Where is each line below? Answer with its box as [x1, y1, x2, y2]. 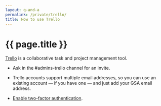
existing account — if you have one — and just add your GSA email [12, 80, 152, 86]
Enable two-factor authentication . [12, 95, 83, 101]
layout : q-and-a [5, 7, 39, 13]
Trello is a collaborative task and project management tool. [5, 55, 128, 61]
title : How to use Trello [5, 17, 60, 22]
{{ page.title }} [5, 38, 68, 50]
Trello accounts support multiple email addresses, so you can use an [12, 75, 156, 81]
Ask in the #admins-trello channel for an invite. [12, 65, 110, 71]
